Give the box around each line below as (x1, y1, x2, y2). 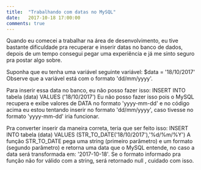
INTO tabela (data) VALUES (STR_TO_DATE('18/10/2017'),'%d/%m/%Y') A (6, 131, 191, 138)
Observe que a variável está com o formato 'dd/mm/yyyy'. (6, 75, 153, 83)
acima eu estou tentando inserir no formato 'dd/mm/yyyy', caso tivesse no (6, 106, 194, 114)
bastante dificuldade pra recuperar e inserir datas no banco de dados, (6, 43, 183, 51)
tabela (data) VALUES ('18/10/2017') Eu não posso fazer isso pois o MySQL (6, 93, 194, 101)
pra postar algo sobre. (6, 56, 62, 64)
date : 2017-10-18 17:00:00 (6, 15, 81, 21)
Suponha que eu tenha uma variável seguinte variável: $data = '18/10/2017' (6, 68, 196, 76)
